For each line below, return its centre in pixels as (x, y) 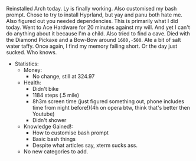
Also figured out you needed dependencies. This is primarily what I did (92, 21)
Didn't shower (49, 120)
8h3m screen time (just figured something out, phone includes (108, 101)
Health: (32, 83)
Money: (33, 70)
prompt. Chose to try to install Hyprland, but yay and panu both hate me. (94, 15)
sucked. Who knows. (32, 52)
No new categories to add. (56, 152)
